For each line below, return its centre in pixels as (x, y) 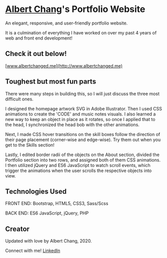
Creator (17, 229)
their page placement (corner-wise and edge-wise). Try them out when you (83, 139)
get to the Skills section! (30, 145)
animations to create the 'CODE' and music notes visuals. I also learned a (80, 114)
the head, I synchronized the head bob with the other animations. (72, 124)
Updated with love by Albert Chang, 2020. (48, 241)
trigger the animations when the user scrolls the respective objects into (78, 170)
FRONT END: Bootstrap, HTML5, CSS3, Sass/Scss (57, 203)
